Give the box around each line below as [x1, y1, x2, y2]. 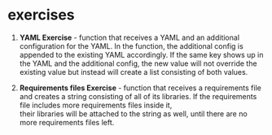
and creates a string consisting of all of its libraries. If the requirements [19, 91, 257, 101]
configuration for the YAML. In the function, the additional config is [19, 41, 243, 50]
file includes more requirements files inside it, [19, 100, 173, 110]
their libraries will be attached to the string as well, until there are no [19, 108, 248, 119]
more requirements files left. [19, 117, 115, 127]
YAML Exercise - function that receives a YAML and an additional [19, 33, 240, 42]
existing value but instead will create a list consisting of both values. [19, 67, 248, 76]
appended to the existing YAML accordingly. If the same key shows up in [19, 50, 264, 59]
